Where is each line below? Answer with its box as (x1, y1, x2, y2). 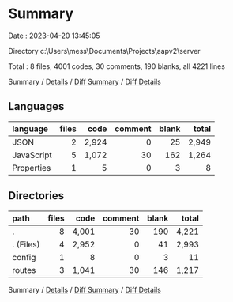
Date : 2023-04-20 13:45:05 (8, 31, 100, 40)
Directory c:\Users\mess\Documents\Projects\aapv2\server (8, 46, 201, 55)
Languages (8, 100, 65, 113)
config (12, 251, 36, 262)
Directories (8, 189, 65, 202)
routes (12, 264, 36, 275)
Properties (12, 162, 51, 173)
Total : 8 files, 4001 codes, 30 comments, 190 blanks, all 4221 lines (8, 61, 225, 71)
